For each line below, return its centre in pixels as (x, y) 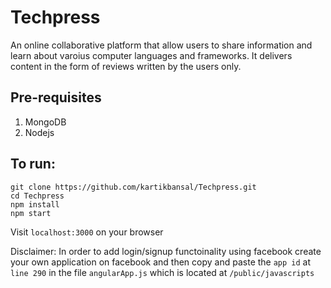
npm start (31, 213)
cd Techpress (37, 196)
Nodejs (39, 132)
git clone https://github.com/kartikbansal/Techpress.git (133, 187)
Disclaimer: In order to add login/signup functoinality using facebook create (166, 251)
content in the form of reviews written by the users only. (126, 66)
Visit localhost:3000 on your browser (87, 232)
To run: (33, 164)
